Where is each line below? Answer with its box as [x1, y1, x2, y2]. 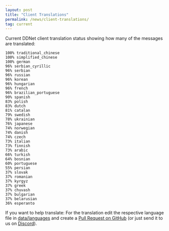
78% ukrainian [5, 117, 35, 122]
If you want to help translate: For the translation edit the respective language [5, 210, 164, 216]
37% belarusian [5, 197, 37, 202]
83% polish [5, 99, 28, 104]
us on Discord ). [5, 220, 37, 226]
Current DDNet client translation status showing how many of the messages [5, 35, 163, 41]
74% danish [5, 130, 28, 135]
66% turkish [5, 152, 30, 157]
